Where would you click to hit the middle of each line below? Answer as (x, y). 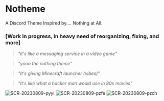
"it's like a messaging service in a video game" (67, 54)
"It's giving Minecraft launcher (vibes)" (59, 73)
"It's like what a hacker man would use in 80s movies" (75, 83)
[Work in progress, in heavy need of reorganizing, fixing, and (82, 36)
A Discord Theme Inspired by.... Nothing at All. (54, 23)
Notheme (26, 9)
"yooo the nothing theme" (45, 64)
